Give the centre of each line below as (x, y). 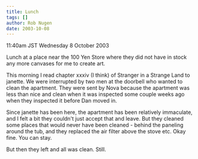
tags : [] (17, 17)
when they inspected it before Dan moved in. (62, 101)
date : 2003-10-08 (28, 28)
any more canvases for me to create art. (56, 64)
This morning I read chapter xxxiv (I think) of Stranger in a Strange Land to (98, 75)
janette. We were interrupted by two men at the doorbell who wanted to (94, 82)
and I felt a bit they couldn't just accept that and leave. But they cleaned (95, 119)
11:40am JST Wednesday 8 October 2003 (58, 46)
